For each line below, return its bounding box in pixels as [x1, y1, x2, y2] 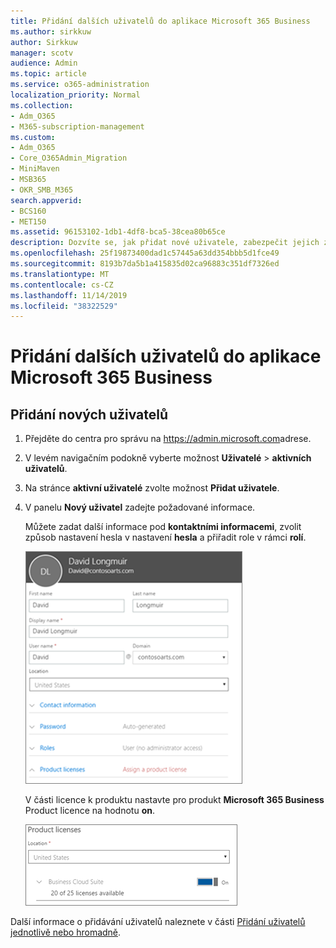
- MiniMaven [10, 164, 60, 174]
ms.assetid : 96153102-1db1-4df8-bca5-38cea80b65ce [10, 227, 226, 237]
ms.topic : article [10, 69, 87, 79]
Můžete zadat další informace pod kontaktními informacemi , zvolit [24, 521, 302, 533]
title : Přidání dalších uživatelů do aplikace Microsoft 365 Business [10, 16, 311, 26]
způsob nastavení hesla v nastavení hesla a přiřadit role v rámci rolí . [24, 531, 307, 544]
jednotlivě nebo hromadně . [10, 926, 122, 939]
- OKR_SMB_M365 [10, 185, 74, 195]
